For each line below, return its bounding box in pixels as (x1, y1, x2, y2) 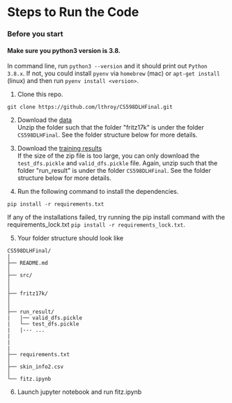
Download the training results (17, 144, 102, 153)
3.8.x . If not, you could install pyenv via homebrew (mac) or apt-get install (7, 69, 221, 77)
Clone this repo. (17, 90, 63, 98)
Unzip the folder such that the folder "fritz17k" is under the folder (17, 123, 204, 132)
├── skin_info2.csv (7, 363, 64, 370)
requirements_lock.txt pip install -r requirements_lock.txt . (7, 220, 186, 229)
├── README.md (7, 259, 49, 267)
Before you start (7, 29, 63, 39)
